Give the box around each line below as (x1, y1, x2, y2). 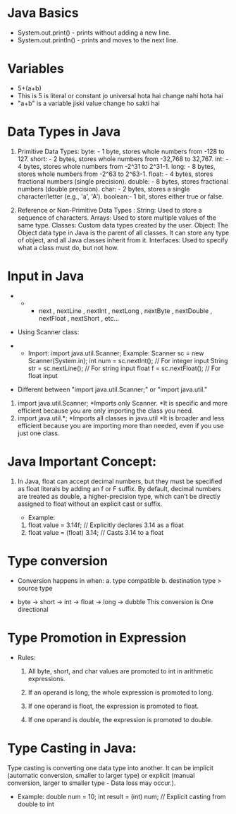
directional (17, 605, 49, 613)
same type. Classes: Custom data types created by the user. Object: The (17, 220, 229, 229)
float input (27, 371, 58, 379)
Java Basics (7, 5, 79, 21)
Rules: (17, 653, 37, 661)
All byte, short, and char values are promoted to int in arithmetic (27, 666, 213, 676)
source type (17, 584, 53, 592)
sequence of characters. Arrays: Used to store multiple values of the (17, 213, 217, 222)
